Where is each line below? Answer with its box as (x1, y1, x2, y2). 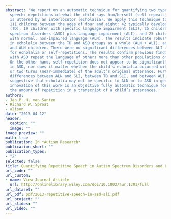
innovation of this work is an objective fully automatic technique (10, 83, 158, 88)
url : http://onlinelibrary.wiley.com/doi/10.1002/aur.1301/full (10, 182, 149, 187)
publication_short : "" (5, 144, 53, 150)
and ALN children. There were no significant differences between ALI (10, 45, 163, 50)
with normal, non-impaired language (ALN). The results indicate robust (10, 36, 167, 41)
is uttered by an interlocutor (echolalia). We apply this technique (10, 17, 160, 22)
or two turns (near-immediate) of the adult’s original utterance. (10, 69, 156, 74)
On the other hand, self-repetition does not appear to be (10, 59, 138, 65)
